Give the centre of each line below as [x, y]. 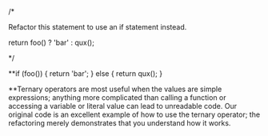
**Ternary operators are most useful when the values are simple [115, 89]
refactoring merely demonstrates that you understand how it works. [120, 123]
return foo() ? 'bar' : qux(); [51, 42]
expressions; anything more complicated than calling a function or [117, 98]
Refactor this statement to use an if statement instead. [98, 27]
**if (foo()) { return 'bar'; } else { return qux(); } [85, 74]
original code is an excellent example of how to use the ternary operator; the [134, 114]
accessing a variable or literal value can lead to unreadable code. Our [123, 106]
